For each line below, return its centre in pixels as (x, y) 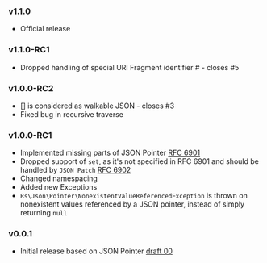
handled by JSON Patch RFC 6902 (75, 170)
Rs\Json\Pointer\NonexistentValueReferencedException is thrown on (133, 196)
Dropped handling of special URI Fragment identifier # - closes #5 (129, 67)
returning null (44, 213)
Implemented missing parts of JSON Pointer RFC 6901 (110, 153)
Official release (45, 29)
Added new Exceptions (58, 187)
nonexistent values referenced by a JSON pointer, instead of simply (132, 204)
